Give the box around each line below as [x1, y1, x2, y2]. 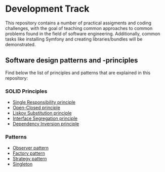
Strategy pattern [12, 156, 47, 162]
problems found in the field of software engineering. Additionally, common [5, 30, 160, 37]
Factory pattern [12, 150, 46, 156]
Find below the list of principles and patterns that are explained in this [5, 70, 151, 76]
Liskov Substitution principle [12, 110, 72, 116]
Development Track [5, 3, 90, 15]
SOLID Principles [5, 87, 48, 94]
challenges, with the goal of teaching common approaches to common [5, 25, 153, 31]
